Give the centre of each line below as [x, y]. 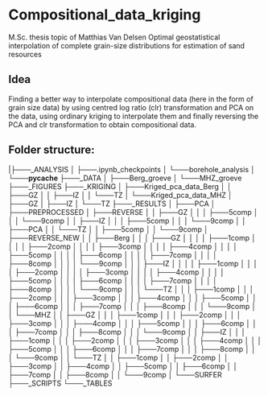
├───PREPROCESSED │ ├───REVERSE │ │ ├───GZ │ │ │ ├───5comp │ [134, 212]
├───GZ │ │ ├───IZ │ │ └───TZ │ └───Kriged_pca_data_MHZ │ [121, 195]
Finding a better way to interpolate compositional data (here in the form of [131, 99]
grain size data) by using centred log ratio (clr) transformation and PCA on [131, 107]
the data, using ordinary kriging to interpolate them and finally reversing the [134, 116]
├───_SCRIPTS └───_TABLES [60, 383]
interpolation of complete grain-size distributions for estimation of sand [127, 45]
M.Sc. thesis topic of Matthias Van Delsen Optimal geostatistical [114, 37]
